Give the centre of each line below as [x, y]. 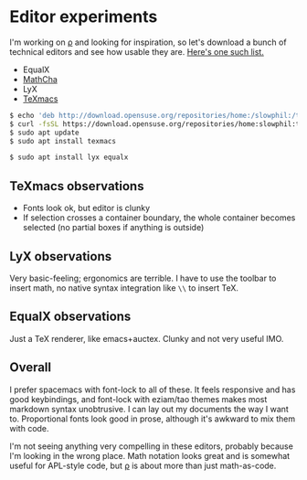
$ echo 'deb [32, 115]
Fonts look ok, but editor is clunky [86, 208]
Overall [31, 368]
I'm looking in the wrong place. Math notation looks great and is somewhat [150, 455]
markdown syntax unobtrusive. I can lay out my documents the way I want [149, 409]
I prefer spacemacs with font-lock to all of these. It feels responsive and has [153, 389]
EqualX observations [70, 317]
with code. [29, 428]
